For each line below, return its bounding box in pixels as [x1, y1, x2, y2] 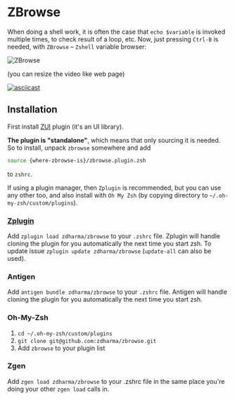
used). [7, 254, 26, 262]
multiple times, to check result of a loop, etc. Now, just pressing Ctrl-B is [7, 34, 219, 43]
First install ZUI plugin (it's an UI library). [7, 122, 125, 131]
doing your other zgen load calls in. [7, 385, 110, 393]
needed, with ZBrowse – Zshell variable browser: [7, 42, 146, 51]
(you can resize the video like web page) [7, 70, 125, 78]
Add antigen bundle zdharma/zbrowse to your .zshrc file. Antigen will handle [7, 288, 227, 296]
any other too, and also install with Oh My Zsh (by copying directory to [7, 191, 208, 199]
